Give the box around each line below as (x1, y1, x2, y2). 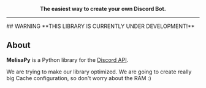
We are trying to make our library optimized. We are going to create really (6, 68, 192, 75)
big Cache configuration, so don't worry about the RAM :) (6, 74, 151, 81)
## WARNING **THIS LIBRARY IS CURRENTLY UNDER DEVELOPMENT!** (6, 22, 195, 30)
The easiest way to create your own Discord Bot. (39, 5, 167, 12)
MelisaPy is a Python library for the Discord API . (6, 56, 129, 63)
